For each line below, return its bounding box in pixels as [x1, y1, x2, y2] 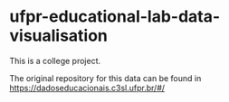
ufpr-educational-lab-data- [9, 6, 221, 27]
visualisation [9, 25, 109, 46]
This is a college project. [9, 55, 101, 66]
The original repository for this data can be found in [9, 72, 202, 83]
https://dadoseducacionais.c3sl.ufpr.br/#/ [9, 82, 166, 93]
